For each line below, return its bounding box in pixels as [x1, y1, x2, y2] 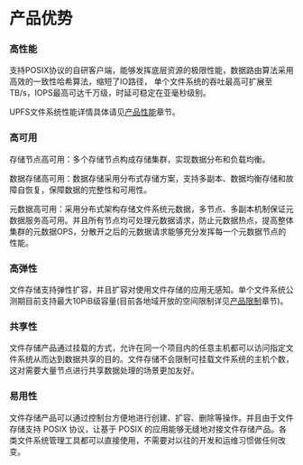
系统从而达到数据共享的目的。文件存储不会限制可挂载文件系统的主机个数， [16, 354, 294, 365]
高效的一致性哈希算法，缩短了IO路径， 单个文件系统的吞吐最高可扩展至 [9, 76, 273, 87]
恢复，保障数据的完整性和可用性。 [24, 184, 151, 195]
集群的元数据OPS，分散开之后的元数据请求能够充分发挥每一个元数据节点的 [9, 226, 287, 237]
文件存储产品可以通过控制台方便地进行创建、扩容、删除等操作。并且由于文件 [9, 412, 294, 423]
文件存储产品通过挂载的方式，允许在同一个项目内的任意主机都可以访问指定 [9, 342, 286, 353]
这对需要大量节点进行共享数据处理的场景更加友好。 [9, 365, 199, 376]
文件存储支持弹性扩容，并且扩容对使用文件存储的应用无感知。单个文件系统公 [9, 284, 294, 295]
